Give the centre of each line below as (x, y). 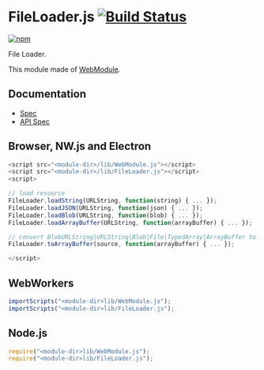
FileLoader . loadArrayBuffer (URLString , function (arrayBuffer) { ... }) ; (130, 222)
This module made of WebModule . (64, 69)
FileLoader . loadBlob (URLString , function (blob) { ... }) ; (106, 215)
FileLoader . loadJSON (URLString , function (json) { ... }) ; (106, 208)
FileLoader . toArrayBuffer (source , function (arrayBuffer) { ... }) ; (122, 245)
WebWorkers (41, 283)
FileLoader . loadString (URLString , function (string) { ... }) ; (113, 201)
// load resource (37, 193)
